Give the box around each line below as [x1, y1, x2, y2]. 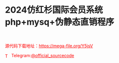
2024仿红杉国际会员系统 [5, 4, 103, 16]
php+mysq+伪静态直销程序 [5, 16, 115, 28]
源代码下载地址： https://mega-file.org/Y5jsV [5, 43, 93, 48]
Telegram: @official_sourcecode [11, 52, 75, 58]
